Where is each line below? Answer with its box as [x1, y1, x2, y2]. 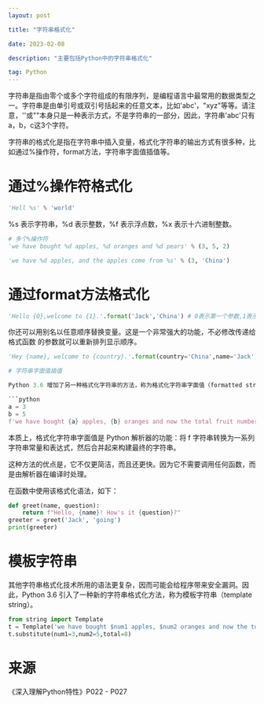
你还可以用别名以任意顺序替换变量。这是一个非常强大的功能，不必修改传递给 [8, 328, 256, 337]
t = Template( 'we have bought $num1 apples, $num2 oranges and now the [8, 623, 247, 631]
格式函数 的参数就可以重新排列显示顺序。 [8, 337, 141, 346]
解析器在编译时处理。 [21, 469, 91, 479]
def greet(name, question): [8, 502, 101, 509]
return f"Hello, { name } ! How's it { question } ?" [22, 509, 181, 517]
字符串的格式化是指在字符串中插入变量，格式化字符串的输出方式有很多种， [8, 137, 249, 146]
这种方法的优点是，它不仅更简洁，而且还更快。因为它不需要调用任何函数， [8, 459, 249, 469]
